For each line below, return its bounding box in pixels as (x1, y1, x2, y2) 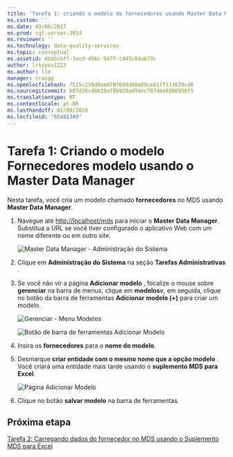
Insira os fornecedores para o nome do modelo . (17, 341, 156, 350)
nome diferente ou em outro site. (17, 231, 111, 239)
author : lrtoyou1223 (7, 62, 67, 69)
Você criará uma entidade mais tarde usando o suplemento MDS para (17, 362, 218, 370)
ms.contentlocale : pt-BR (7, 101, 79, 107)
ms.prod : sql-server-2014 (7, 29, 82, 37)
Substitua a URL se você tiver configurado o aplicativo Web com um (17, 223, 212, 232)
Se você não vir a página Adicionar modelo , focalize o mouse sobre (17, 279, 214, 287)
